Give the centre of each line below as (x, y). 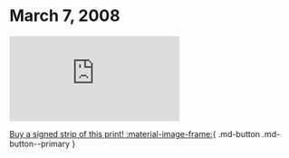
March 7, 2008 (65, 16)
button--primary (40, 143)
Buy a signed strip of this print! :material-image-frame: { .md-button (135, 133)
